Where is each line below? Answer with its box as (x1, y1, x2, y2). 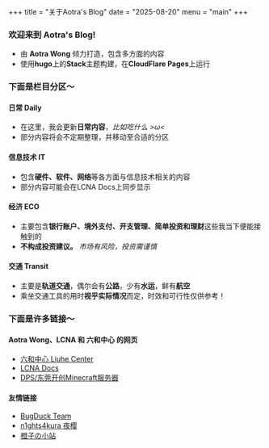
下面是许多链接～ (8, 313, 75, 324)
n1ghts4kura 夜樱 (19, 421, 78, 430)
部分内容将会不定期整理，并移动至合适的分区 (19, 132, 170, 142)
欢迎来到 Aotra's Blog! (8, 29, 96, 40)
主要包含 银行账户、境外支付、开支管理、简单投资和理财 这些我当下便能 (19, 221, 254, 231)
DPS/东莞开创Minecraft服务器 (19, 373, 119, 383)
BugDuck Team (19, 411, 72, 421)
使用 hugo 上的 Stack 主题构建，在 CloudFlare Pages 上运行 (19, 59, 211, 69)
